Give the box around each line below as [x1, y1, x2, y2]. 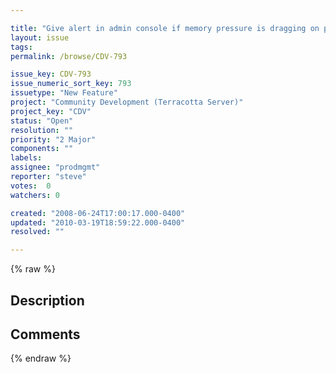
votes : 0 [10, 181, 52, 191]
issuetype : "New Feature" [10, 88, 118, 98]
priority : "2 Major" [10, 134, 97, 145]
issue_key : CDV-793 [10, 69, 92, 80]
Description [10, 292, 85, 309]
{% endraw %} [10, 352, 72, 365]
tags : [10, 42, 33, 52]
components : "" [10, 144, 74, 154]
